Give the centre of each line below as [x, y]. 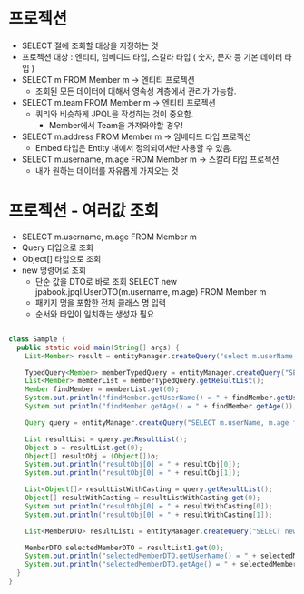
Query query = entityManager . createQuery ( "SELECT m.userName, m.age [157, 423]
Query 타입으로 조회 [58, 247]
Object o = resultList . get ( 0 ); [84, 448]
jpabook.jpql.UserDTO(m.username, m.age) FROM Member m [151, 291]
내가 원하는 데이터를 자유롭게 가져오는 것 [107, 170]
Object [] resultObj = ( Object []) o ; [92, 456]
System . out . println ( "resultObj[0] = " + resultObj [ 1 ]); [133, 473]
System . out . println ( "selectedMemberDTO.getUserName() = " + [141, 556]
